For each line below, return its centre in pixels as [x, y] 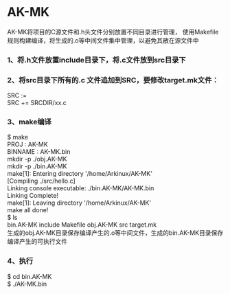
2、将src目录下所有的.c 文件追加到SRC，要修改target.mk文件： [113, 80]
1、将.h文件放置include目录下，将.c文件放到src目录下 [97, 60]
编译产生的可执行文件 [37, 242]
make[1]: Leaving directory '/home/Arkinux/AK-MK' [79, 203]
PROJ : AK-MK [27, 144]
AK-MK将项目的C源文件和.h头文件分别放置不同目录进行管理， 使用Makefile [113, 32]
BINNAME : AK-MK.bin [39, 152]
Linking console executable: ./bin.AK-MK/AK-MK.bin [81, 188]
